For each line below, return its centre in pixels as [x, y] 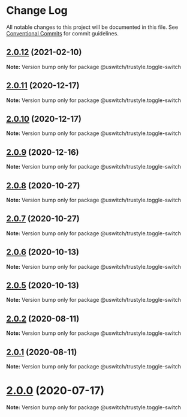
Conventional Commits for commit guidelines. [62, 33]
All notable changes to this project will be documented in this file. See [92, 27]
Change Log [37, 10]
